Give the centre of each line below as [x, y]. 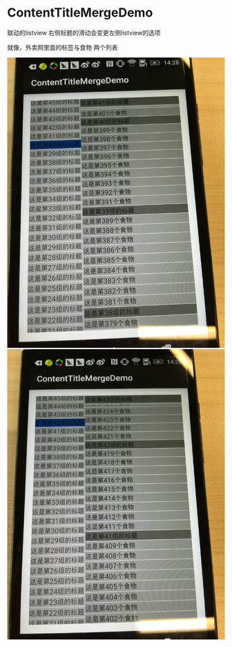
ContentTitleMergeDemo [80, 13]
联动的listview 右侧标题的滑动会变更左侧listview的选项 [84, 32]
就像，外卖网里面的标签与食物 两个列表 [62, 47]
